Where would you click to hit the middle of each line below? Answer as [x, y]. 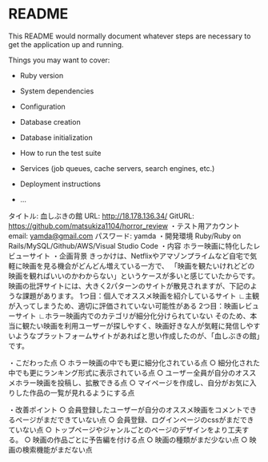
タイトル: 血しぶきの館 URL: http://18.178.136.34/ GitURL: [101, 216]
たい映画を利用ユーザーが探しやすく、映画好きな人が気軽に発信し [138, 325]
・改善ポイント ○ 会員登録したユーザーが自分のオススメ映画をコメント [126, 409]
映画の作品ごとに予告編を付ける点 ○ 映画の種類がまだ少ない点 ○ [140, 440]
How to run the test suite [60, 153]
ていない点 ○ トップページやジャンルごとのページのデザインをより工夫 [125, 429]
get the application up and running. [66, 44]
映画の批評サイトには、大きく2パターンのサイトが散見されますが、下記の [129, 285]
